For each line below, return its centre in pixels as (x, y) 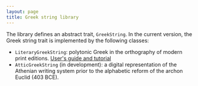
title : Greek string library (42, 17)
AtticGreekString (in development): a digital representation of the (96, 64)
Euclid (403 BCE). (37, 77)
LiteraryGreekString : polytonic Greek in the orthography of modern (98, 52)
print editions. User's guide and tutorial (63, 58)
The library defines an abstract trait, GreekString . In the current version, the (99, 34)
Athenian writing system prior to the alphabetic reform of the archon (99, 71)
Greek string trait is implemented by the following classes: (78, 40)
